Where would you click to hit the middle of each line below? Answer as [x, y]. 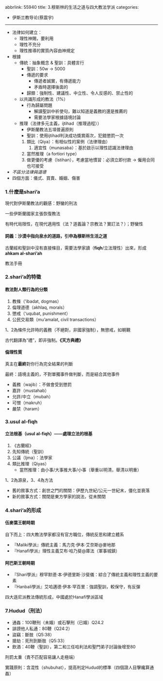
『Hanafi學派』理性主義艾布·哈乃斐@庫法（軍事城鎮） [66, 551]
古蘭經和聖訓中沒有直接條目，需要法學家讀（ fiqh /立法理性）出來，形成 [76, 248]
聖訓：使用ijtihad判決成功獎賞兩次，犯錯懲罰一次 [75, 136]
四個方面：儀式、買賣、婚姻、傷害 [46, 178]
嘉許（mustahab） [31, 391]
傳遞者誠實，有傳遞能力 [57, 81]
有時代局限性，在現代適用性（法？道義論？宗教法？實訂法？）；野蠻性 [74, 224]
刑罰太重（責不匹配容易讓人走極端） [41, 657]
